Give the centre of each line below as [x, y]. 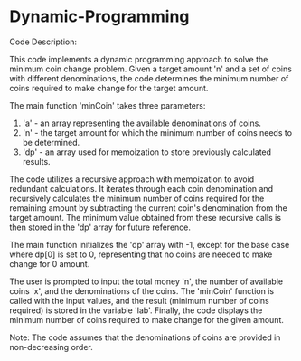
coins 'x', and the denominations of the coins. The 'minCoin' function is [141, 290]
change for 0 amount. [50, 263]
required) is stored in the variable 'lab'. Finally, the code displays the [136, 310]
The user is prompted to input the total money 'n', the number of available [146, 281]
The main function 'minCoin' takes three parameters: [108, 105]
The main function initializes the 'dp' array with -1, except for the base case [150, 244]
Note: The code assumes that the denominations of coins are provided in [145, 337]
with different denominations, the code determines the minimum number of [149, 78]
